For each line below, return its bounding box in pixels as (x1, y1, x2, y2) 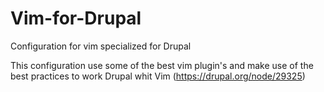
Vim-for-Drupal (10, 7, 142, 30)
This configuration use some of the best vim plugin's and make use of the (10, 59, 314, 71)
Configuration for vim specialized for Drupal (10, 40, 192, 52)
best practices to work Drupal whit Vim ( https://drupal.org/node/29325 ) (10, 70, 306, 82)
